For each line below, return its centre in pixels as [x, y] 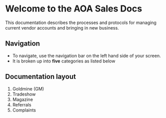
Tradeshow [24, 94]
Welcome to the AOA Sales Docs [74, 9]
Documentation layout [40, 77]
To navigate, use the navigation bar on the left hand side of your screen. [86, 55]
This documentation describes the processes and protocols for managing [81, 22]
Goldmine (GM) [28, 88]
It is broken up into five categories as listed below [64, 61]
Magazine [23, 99]
